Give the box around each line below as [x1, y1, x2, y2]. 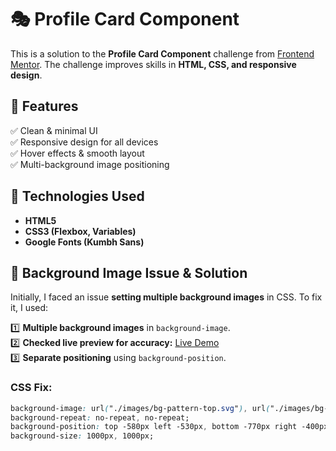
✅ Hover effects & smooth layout [10, 147, 145, 159]
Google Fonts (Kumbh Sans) [24, 236, 145, 248]
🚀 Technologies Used [10, 188, 145, 205]
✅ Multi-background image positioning [10, 158, 170, 170]
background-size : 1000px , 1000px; [10, 431, 155, 441]
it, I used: [10, 302, 49, 314]
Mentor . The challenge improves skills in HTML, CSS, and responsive [10, 58, 297, 70]
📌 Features [10, 98, 79, 115]
